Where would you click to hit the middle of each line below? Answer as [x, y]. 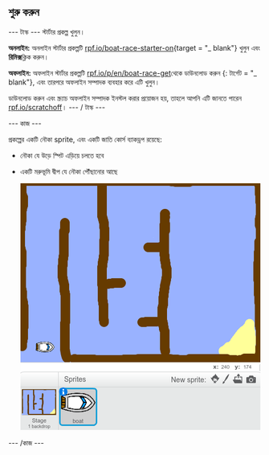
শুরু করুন [24, 12]
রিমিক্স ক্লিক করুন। [29, 57]
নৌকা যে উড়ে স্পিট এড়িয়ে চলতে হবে [62, 155]
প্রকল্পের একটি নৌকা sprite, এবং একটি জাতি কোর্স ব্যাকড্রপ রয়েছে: [86, 139]
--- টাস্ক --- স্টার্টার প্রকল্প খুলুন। [47, 31]
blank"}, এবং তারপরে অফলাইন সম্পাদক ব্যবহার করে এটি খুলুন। [84, 82]
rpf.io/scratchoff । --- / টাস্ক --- [57, 107]
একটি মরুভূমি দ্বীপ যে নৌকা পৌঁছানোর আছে [69, 171]
